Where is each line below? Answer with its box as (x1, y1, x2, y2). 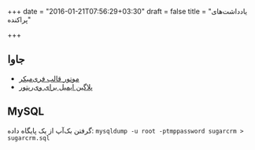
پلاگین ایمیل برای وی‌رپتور (18, 82, 94, 91)
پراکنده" (7, 15, 31, 24)
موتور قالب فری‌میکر (18, 74, 79, 83)
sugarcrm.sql (7, 134, 50, 142)
